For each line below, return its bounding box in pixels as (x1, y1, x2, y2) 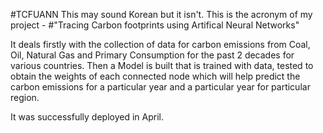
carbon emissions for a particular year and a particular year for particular (10, 81, 311, 93)
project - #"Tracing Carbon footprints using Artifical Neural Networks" (10, 19, 300, 31)
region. (10, 92, 40, 103)
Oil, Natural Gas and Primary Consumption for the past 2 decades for (10, 49, 295, 61)
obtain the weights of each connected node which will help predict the (10, 70, 301, 82)
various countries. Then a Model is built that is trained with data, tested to (10, 60, 314, 71)
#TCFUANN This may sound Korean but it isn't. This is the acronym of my (10, 9, 313, 20)
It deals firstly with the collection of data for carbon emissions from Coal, (10, 39, 311, 50)
